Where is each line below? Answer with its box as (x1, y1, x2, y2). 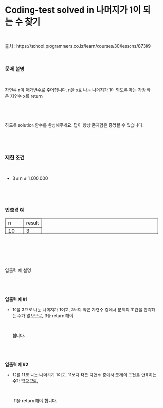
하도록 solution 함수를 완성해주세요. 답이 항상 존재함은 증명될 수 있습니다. (5, 122, 144, 128)
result (26, 219, 39, 226)
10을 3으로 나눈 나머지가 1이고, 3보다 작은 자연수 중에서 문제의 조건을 (12, 307, 143, 312)
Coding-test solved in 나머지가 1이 (5, 4, 141, 16)
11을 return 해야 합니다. (13, 397, 57, 403)
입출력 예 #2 (5, 361, 29, 367)
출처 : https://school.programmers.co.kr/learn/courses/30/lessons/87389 (5, 43, 151, 49)
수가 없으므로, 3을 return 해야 (17, 312, 74, 318)
